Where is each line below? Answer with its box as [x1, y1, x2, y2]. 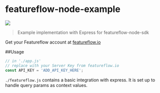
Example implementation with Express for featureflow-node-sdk [17, 29, 150, 35]
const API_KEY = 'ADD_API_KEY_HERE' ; [5, 67, 84, 73]
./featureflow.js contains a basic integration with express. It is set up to [5, 76, 156, 83]
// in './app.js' [5, 58, 41, 63]
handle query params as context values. [5, 82, 88, 88]
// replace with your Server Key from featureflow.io [5, 63, 120, 68]
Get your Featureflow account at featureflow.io [5, 39, 101, 45]
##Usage [5, 48, 24, 54]
